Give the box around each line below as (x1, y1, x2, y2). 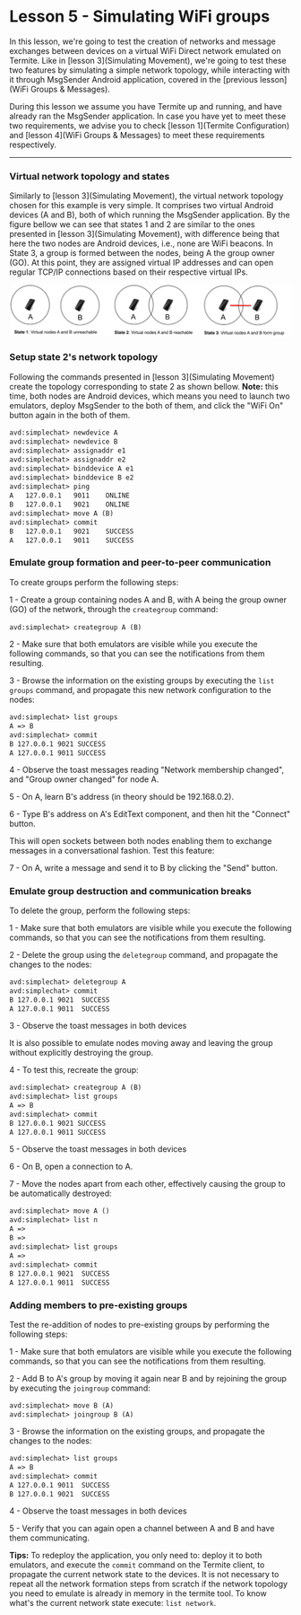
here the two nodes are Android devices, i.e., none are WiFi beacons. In (9, 238, 273, 249)
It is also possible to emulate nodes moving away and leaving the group (9, 1038, 273, 1049)
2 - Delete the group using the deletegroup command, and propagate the (9, 950, 279, 961)
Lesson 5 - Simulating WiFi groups (9, 6, 271, 27)
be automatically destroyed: (9, 1188, 112, 1199)
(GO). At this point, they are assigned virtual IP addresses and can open (9, 258, 274, 268)
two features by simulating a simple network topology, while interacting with (9, 65, 290, 75)
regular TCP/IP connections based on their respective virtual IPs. (9, 267, 248, 277)
